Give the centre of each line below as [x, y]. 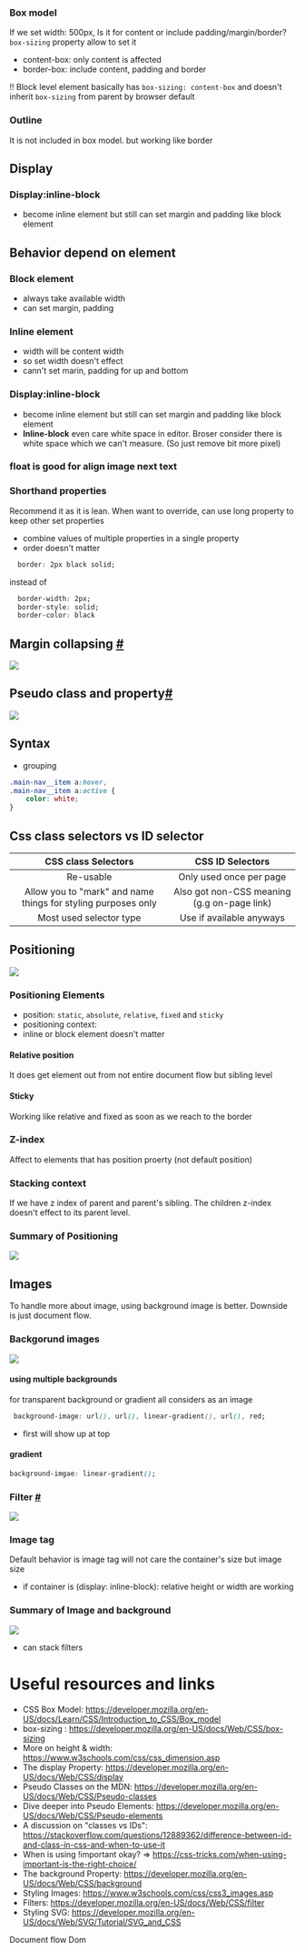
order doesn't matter [61, 548]
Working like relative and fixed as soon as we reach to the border [131, 1116]
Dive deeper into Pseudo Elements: [88, 1806]
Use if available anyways [232, 918]
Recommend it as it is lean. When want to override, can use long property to [152, 510]
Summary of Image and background [90, 1610]
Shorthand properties [58, 491]
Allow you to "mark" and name [89, 891]
